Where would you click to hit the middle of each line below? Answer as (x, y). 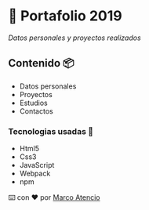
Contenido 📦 (41, 63)
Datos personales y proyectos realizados (74, 38)
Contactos (36, 111)
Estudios (34, 103)
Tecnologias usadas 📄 (51, 131)
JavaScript (37, 165)
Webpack (35, 174)
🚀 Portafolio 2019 (65, 16)
